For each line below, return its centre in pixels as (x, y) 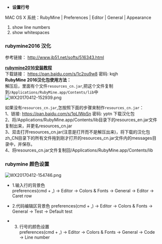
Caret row (22, 196)
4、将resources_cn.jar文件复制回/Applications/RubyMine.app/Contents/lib (79, 150)
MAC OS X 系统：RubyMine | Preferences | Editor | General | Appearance (78, 18)
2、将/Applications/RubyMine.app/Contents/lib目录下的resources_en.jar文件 (81, 120)
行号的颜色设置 (34, 226)
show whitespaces (31, 32)
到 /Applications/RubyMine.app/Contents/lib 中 (52, 92)
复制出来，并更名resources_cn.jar (39, 126)
